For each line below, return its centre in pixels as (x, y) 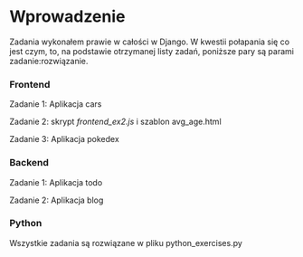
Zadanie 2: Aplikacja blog (57, 200)
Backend (29, 163)
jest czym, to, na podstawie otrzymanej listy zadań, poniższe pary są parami (151, 51)
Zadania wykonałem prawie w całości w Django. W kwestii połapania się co (150, 42)
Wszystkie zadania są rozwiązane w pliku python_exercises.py (126, 243)
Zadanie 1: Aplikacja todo (56, 182)
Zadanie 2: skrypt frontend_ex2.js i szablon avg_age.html (115, 122)
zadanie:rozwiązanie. (49, 61)
